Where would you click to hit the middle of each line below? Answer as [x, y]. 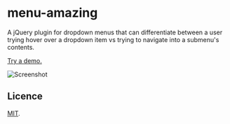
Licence [25, 96]
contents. [21, 47]
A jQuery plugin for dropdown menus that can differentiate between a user [115, 32]
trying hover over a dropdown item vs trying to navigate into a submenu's [113, 39]
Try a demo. [25, 60]
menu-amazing [53, 13]
